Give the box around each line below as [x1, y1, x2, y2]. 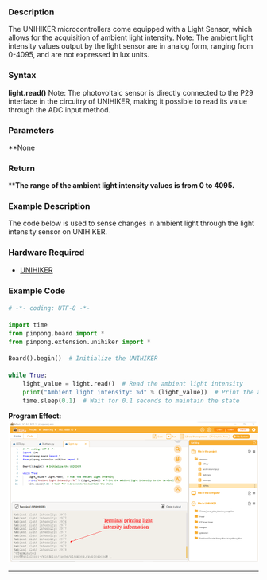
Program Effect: [8, 411, 62, 421]
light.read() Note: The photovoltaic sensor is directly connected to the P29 [8, 88, 254, 97]
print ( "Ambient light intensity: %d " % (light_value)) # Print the [22, 388, 254, 396]
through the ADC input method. [8, 104, 111, 114]
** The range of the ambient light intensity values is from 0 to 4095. [8, 181, 235, 190]
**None [8, 143, 36, 152]
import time [8, 321, 48, 329]
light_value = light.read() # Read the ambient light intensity [22, 379, 244, 388]
